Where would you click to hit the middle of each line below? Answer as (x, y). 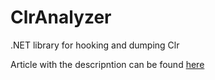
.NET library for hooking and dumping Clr (95, 45)
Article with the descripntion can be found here (107, 64)
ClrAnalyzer (61, 17)
